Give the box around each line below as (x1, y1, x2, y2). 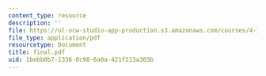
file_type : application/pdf (8, 33, 101, 42)
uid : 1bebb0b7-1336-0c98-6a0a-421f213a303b (8, 56, 154, 64)
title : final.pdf (8, 48, 66, 56)
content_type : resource (8, 11, 87, 20)
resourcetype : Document (8, 41, 87, 49)
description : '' (8, 19, 62, 27)
